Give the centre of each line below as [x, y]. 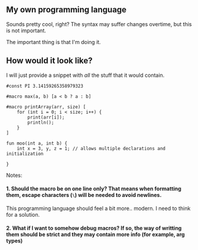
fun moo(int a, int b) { [37, 143]
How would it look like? [49, 61]
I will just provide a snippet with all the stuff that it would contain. [85, 75]
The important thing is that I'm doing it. [54, 42]
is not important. [26, 30]
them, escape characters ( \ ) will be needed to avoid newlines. [84, 195]
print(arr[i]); [46, 117]
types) [15, 241]
